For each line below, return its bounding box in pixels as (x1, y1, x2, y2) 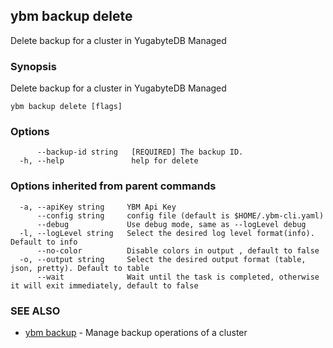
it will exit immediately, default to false (10, 280, 199, 291)
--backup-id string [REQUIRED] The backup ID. (36, 147, 244, 158)
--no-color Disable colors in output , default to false (36, 245, 320, 256)
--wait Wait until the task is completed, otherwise (36, 272, 320, 282)
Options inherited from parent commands (10, 179, 217, 193)
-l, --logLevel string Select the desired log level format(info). (19, 228, 315, 238)
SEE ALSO (10, 304, 61, 318)
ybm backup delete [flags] (10, 102, 123, 112)
